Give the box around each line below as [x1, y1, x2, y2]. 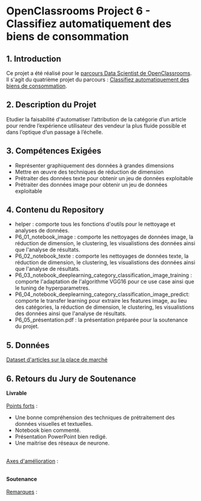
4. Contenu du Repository [6, 205, 104, 215]
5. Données [6, 340, 50, 350]
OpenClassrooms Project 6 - [6, 4, 151, 18]
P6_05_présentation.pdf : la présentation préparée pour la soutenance [14, 317, 188, 324]
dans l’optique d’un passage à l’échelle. [6, 128, 103, 136]
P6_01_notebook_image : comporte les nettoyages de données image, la [14, 233, 194, 241]
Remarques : [6, 488, 38, 496]
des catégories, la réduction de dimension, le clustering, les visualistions [14, 303, 194, 311]
